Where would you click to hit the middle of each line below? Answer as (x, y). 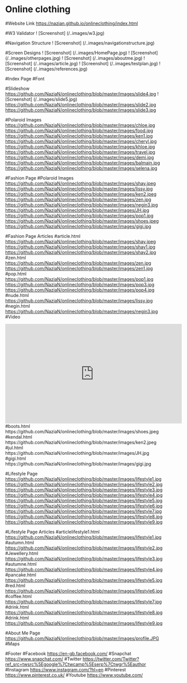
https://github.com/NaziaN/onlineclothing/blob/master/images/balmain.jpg (83, 162)
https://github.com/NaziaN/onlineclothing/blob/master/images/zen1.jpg (79, 268)
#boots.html (18, 426)
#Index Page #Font (25, 78)
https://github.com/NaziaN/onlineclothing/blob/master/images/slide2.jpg (81, 104)
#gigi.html (16, 458)
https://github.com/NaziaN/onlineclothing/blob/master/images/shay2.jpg (81, 252)
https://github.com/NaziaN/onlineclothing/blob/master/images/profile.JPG (82, 638)
